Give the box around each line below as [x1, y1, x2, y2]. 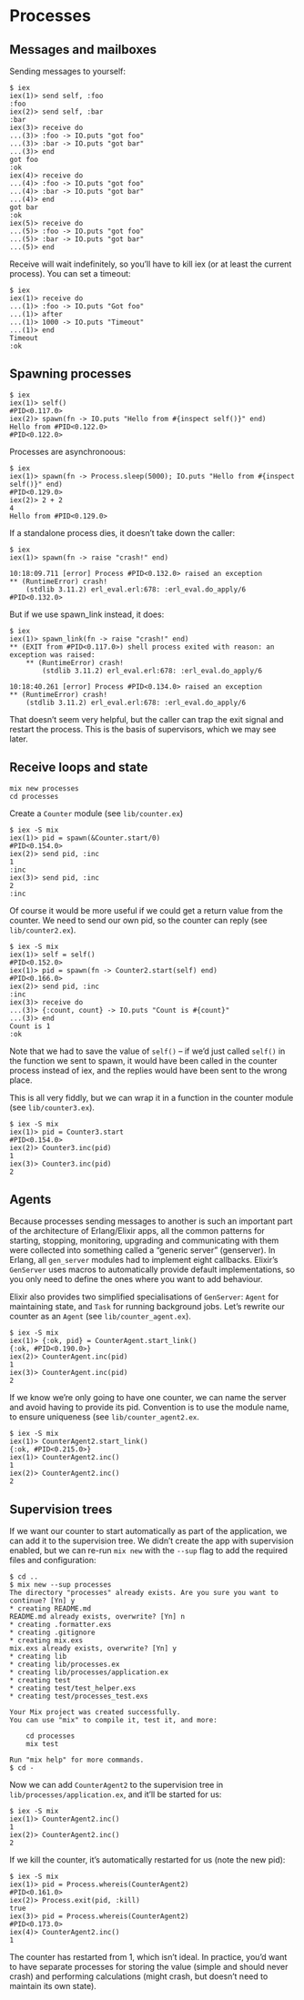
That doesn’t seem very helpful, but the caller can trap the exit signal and [9, 713, 284, 724]
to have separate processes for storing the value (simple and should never [9, 1962, 289, 1973]
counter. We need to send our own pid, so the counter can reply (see [9, 914, 269, 925]
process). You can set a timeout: [9, 268, 131, 278]
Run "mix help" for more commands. [9, 1755, 145, 1765]
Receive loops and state [9, 760, 148, 775]
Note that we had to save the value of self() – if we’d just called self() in [9, 1045, 286, 1056]
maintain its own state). [9, 1981, 97, 1992]
